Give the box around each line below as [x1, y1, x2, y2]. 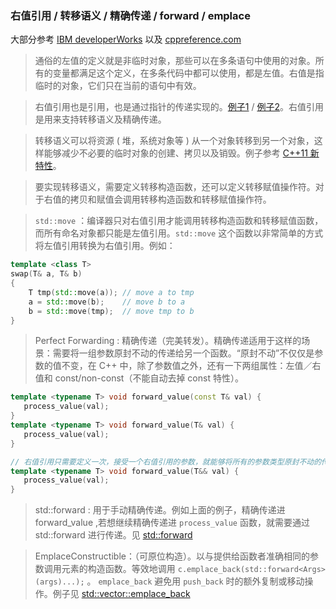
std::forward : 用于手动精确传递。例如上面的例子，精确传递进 [34, 504, 286, 516]
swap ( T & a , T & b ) [10, 269, 83, 279]
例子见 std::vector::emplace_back [52, 588, 191, 600]
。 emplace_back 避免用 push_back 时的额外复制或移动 [86, 575, 305, 587]
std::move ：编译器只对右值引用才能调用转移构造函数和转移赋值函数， [34, 215, 324, 227]
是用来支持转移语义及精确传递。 [34, 113, 167, 126]
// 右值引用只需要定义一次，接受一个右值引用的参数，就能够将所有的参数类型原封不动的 [10, 457, 322, 467]
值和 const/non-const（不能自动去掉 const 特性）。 [34, 372, 244, 384]
